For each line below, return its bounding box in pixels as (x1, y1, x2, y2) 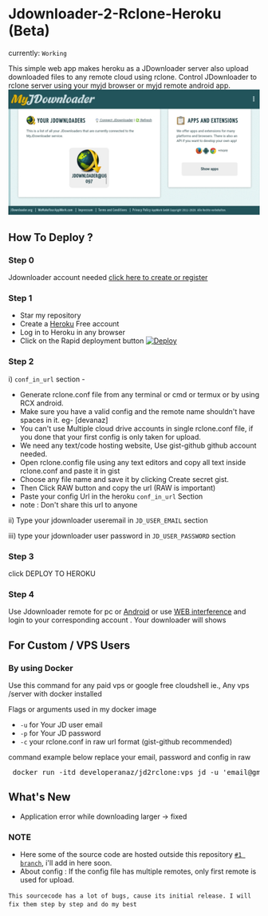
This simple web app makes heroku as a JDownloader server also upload (8, 63, 249, 73)
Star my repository (19, 310, 81, 320)
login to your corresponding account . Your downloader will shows (8, 615, 227, 625)
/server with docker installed (8, 689, 102, 698)
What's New (8, 791, 71, 804)
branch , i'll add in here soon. (19, 859, 112, 868)
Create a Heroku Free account (19, 319, 120, 329)
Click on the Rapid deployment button (19, 336, 144, 345)
